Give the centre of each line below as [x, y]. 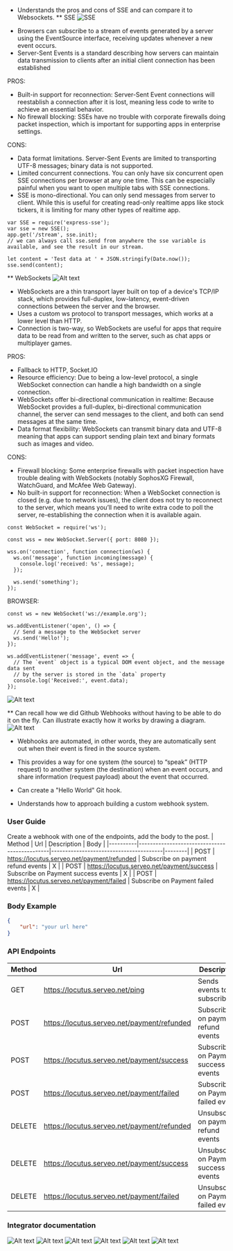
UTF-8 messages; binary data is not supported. [85, 165]
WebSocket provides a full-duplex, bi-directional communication [109, 407]
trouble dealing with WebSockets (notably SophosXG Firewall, [105, 478]
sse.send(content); [35, 265]
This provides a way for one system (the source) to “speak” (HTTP [112, 762]
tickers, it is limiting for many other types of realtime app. [99, 210]
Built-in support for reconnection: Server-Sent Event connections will [116, 94]
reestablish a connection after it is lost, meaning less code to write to [115, 102]
